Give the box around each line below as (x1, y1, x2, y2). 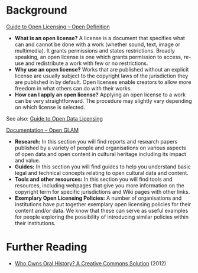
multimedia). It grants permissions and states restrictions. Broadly (14, 47, 176, 54)
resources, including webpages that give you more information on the (14, 181, 184, 189)
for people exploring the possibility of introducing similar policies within (14, 213, 189, 220)
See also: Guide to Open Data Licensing (6, 115, 103, 122)
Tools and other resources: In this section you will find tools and (14, 175, 173, 183)
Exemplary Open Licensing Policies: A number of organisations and (14, 194, 182, 201)
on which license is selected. (14, 103, 86, 110)
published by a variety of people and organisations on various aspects (14, 144, 186, 151)
